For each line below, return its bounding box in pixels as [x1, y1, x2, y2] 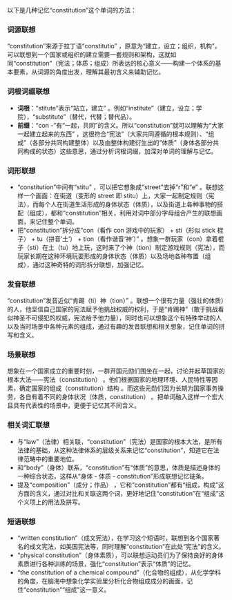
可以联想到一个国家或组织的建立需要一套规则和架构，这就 [7, 50, 171, 59]
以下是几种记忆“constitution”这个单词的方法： [7, 6, 137, 14]
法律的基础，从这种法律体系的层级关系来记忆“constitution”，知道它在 [17, 446, 214, 454]
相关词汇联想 [7, 420, 50, 430]
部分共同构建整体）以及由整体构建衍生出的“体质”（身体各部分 [37, 138, 213, 146]
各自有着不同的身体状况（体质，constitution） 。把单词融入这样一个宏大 [19, 393, 224, 401]
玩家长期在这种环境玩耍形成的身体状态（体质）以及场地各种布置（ [17, 251, 205, 260]
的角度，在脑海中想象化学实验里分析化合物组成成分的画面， [17, 577, 187, 586]
